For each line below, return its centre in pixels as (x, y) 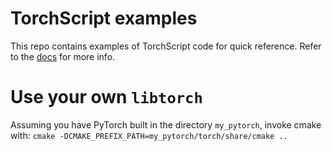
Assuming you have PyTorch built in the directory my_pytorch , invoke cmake (166, 124)
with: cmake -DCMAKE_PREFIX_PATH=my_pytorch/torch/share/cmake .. (149, 135)
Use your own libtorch (106, 97)
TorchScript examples (104, 18)
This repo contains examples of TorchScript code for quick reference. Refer (166, 46)
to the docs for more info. (63, 56)
